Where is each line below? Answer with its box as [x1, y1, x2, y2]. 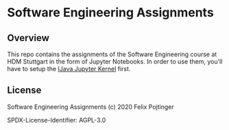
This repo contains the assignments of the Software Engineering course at [7, 50, 217, 58]
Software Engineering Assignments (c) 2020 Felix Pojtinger [7, 103, 174, 111]
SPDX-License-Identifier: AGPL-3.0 [7, 116, 106, 124]
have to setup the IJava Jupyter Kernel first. [7, 65, 131, 73]
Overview [7, 32, 50, 44]
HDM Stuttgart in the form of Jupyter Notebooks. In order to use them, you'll [7, 57, 223, 66]
